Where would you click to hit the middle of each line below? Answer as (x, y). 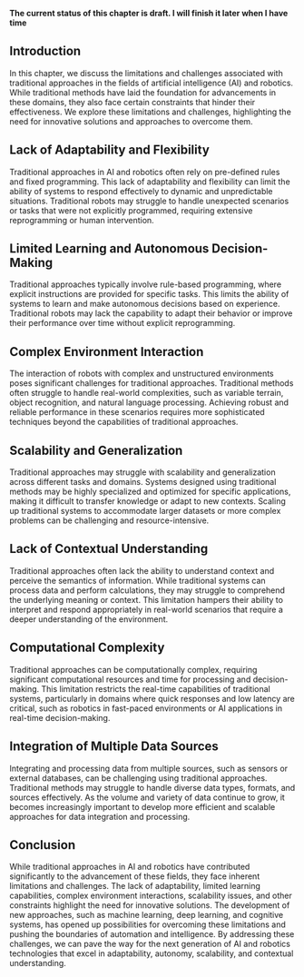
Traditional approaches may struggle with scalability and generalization (142, 472)
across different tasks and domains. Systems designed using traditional (143, 482)
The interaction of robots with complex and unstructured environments (142, 374)
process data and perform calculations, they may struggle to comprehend (147, 590)
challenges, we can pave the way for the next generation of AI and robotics (150, 944)
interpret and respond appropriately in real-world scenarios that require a (147, 609)
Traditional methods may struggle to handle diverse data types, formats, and (152, 787)
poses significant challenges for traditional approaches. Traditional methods (152, 383)
